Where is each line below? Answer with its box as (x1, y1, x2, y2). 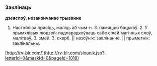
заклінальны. (12, 40, 41, 46)
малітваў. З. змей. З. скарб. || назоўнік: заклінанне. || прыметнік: (12, 35, 150, 41)
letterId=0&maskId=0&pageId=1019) (5, 55, 79, 61)
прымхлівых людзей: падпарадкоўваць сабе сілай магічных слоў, (12, 30, 153, 36)
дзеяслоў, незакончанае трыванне (5, 15, 82, 21)
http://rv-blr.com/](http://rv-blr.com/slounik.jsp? (6, 50, 105, 56)
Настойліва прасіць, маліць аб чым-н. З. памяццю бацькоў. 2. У (12, 25, 148, 31)
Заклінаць (5, 4, 31, 11)
